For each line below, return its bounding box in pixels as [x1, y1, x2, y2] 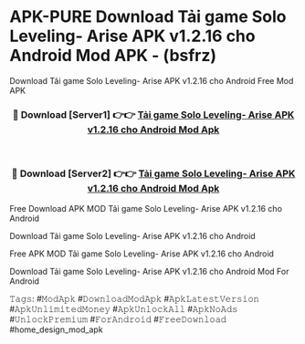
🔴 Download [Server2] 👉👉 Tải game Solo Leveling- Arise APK [11, 167, 296, 180]
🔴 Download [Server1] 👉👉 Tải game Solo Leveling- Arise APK [12, 108, 295, 120]
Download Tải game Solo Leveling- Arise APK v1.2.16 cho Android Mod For [9, 266, 289, 276]
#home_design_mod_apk [9, 324, 103, 335]
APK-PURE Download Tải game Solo [9, 6, 287, 27]
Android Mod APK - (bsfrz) [9, 46, 217, 66]
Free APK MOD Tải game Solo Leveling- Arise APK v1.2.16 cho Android [9, 248, 274, 259]
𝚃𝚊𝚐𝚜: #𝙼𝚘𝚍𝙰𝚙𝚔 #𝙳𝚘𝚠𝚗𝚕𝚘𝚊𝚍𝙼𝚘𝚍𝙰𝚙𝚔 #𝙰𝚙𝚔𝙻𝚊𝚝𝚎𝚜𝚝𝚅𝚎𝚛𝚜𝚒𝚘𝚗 [9, 293, 260, 304]
